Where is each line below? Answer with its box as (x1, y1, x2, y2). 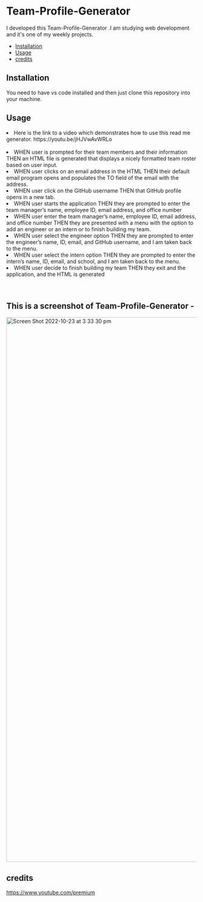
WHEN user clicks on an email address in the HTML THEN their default (14, 168, 190, 175)
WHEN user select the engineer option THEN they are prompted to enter (14, 232, 194, 239)
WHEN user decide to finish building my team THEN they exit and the (14, 264, 186, 271)
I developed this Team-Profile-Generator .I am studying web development (6, 24, 190, 31)
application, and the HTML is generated (6, 271, 105, 278)
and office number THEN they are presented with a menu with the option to (6, 219, 194, 226)
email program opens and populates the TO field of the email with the (6, 174, 179, 181)
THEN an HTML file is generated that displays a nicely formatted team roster (6, 154, 196, 162)
